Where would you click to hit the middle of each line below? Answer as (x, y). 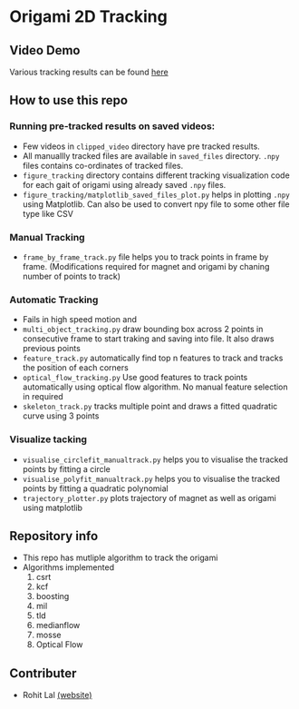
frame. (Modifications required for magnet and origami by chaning (146, 266)
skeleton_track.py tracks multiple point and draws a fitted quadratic (150, 407)
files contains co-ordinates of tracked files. (103, 165)
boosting (53, 596)
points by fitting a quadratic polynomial (96, 488)
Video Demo (45, 50)
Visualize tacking (48, 439)
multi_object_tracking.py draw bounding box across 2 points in (143, 330)
